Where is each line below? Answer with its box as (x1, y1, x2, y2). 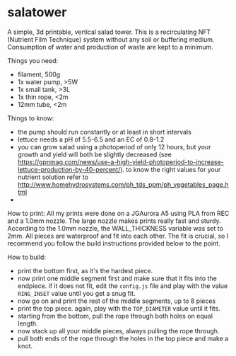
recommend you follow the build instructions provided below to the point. (7, 239, 220, 248)
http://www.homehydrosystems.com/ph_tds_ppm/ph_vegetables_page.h (17, 180, 229, 188)
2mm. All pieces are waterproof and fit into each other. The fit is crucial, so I (7, 231, 229, 240)
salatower (7, 4, 67, 21)
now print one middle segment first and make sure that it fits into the (17, 274, 217, 282)
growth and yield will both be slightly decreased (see (17, 150, 172, 159)
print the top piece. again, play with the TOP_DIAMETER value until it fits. (17, 304, 220, 312)
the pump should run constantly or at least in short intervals (17, 127, 192, 136)
